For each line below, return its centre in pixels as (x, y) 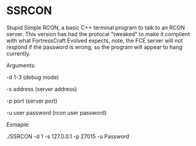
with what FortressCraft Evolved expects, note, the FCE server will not (95, 40)
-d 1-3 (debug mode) (33, 77)
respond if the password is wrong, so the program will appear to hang (94, 47)
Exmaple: (18, 124)
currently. (18, 53)
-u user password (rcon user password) (57, 112)
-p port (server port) (32, 101)
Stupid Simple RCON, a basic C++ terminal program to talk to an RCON (96, 27)
